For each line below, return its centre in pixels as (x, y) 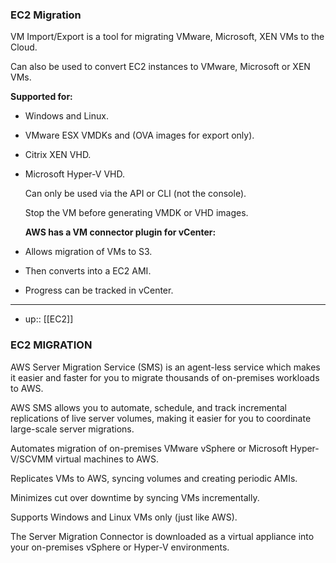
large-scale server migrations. (72, 429)
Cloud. (24, 47)
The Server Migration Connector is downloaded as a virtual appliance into (162, 536)
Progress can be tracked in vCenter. (99, 290)
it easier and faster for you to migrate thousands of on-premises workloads (165, 377)
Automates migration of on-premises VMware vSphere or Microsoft (149, 448)
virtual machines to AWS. (107, 459)
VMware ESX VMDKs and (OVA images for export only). (139, 135)
